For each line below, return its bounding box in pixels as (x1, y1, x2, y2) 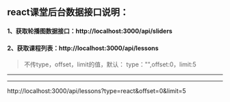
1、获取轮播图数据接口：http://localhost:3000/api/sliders (7, 27, 172, 35)
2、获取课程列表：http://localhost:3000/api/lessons (7, 44, 159, 52)
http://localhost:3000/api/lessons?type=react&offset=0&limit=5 (7, 87, 186, 95)
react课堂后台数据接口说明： (7, 6, 129, 18)
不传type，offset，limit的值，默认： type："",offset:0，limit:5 (23, 60, 196, 68)
